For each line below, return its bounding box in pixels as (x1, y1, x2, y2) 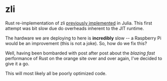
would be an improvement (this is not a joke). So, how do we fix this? (5, 40, 147, 46)
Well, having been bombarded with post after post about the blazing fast (5, 50, 155, 56)
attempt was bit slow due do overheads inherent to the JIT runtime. (5, 25, 144, 31)
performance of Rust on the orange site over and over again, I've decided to (5, 55, 162, 61)
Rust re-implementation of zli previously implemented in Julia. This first (5, 20, 152, 26)
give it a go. (5, 60, 30, 66)
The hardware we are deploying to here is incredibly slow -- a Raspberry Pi (5, 35, 161, 41)
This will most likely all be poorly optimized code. (5, 70, 107, 76)
